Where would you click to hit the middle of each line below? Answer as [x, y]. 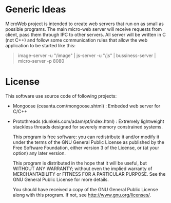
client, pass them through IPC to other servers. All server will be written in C [85, 34]
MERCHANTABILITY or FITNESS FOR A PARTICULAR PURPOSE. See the [89, 174]
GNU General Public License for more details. [61, 179]
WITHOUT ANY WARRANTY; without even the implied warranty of [82, 169]
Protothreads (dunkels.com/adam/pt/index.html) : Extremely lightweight [88, 121]
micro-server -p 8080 [41, 61]
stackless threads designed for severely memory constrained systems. [88, 126]
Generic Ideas [36, 10]
